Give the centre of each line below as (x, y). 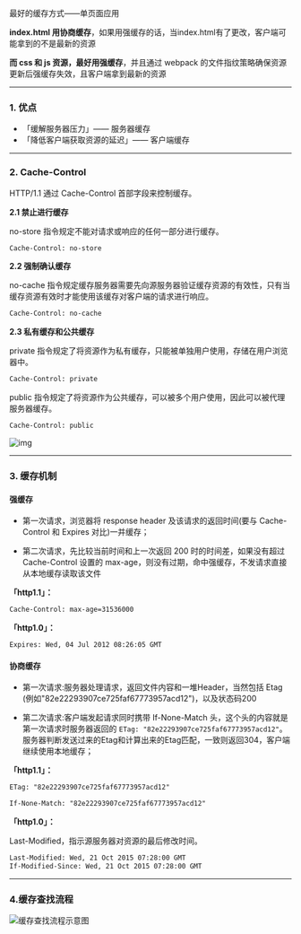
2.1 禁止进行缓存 (39, 212)
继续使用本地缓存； (58, 751)
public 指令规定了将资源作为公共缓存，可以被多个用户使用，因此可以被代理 (147, 397)
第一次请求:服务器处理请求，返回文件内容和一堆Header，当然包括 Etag (152, 687)
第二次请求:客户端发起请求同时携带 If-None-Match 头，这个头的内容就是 (155, 718)
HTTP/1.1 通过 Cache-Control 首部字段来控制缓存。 (103, 193)
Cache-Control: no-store (56, 248)
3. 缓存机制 (33, 476)
